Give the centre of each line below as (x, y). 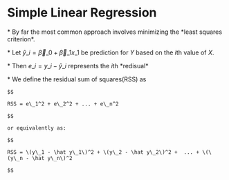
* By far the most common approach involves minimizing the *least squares (115, 32)
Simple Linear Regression (82, 13)
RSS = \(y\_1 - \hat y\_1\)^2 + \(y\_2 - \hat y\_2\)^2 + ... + (103, 152)
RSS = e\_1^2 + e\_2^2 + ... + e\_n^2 (63, 104)
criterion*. (21, 39)
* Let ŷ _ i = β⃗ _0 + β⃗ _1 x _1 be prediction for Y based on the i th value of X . (111, 52)
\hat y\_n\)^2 (52, 158)
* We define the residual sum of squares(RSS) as (77, 79)
